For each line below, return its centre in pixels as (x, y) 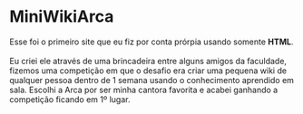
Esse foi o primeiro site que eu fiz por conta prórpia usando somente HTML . (151, 42)
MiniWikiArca (62, 17)
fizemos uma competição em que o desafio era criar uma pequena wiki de (148, 71)
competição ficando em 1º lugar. (70, 99)
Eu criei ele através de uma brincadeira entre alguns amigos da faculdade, (148, 61)
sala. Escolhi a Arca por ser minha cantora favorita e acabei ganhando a (144, 90)
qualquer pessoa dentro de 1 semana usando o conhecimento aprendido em (152, 80)
